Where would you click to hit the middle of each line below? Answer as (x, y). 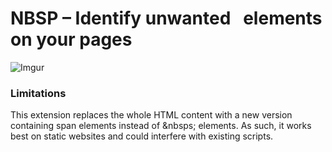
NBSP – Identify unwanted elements (166, 18)
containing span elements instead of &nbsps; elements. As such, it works (161, 126)
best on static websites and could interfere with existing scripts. (142, 136)
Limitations (38, 93)
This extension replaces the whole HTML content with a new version (151, 115)
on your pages (71, 39)
